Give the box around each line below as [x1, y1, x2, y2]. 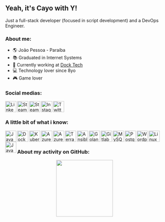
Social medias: [5, 90, 42, 97]
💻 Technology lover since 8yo [12, 67, 76, 73]
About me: [5, 35, 32, 42]
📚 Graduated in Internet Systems [12, 55, 82, 61]
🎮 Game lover [12, 75, 43, 81]
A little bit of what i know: [5, 119, 69, 126]
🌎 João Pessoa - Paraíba [12, 47, 65, 53]
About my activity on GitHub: [17, 148, 90, 155]
